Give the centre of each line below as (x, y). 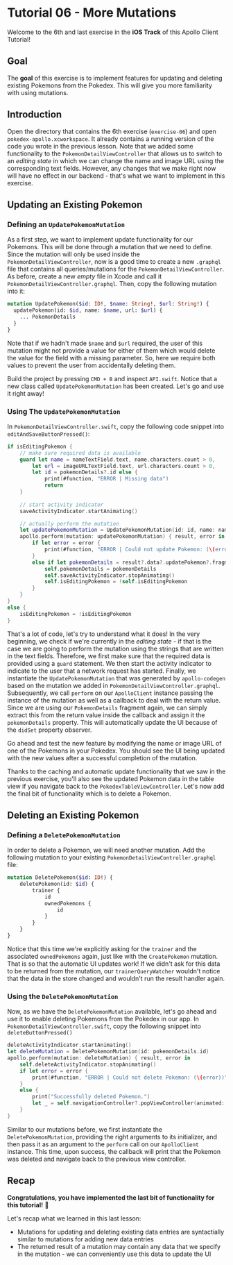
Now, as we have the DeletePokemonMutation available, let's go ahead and (112, 1012)
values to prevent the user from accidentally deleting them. (92, 365)
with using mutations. (38, 92)
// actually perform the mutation (69, 523)
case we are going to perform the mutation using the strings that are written (115, 648)
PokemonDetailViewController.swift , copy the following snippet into (104, 1026)
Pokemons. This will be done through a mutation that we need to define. (110, 247)
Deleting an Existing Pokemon (73, 815)
